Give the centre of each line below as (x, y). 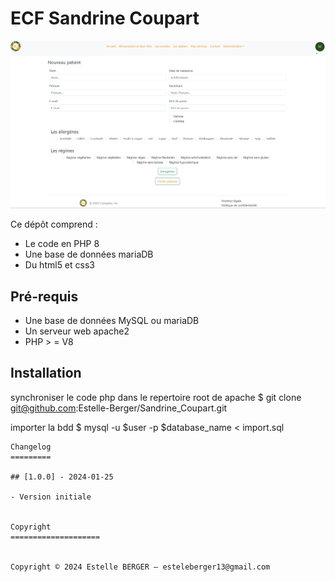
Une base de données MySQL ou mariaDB (112, 320)
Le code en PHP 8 (62, 244)
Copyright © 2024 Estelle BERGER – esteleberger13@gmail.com (140, 567)
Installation (46, 373)
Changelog (31, 447)
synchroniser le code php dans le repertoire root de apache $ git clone (156, 397)
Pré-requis (44, 296)
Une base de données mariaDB (89, 254)
